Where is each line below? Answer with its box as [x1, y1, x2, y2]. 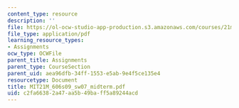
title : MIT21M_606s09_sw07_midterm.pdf [7, 83, 126, 90]
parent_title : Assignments [7, 57, 87, 64]
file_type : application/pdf [7, 30, 91, 38]
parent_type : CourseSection [7, 63, 91, 70]
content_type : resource [7, 10, 78, 18]
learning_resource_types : [7, 37, 84, 44]
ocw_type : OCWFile [7, 50, 62, 58]
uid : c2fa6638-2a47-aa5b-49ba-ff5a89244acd [7, 90, 139, 97]
